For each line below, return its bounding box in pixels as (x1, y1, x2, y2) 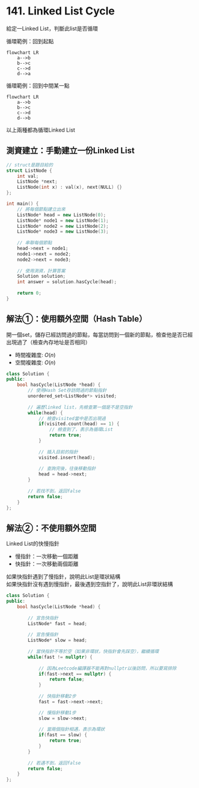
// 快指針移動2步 (38, 693, 76, 699)
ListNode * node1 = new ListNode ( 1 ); (17, 218, 109, 224)
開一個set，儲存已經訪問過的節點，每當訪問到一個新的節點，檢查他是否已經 (6, 331, 194, 338)
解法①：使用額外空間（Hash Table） (6, 314, 147, 324)
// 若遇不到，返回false (28, 760, 81, 766)
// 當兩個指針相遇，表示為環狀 (38, 726, 105, 733)
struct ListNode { (6, 167, 52, 174)
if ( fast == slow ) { (38, 732, 87, 738)
